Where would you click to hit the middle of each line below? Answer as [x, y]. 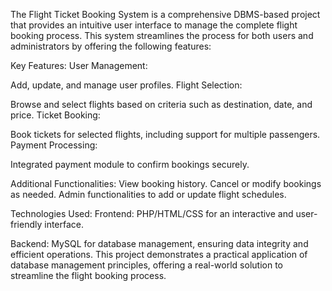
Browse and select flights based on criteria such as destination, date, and [161, 104]
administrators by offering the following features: [111, 46]
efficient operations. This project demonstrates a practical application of [159, 254]
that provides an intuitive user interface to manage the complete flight [154, 25]
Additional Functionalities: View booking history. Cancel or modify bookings [166, 183]
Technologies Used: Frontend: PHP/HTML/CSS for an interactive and [152, 213]
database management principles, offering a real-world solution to [146, 265]
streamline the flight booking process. [88, 275]
